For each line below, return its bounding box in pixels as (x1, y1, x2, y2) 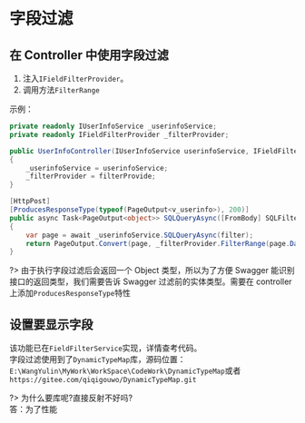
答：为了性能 (9, 404, 57, 415)
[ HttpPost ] (9, 197, 51, 206)
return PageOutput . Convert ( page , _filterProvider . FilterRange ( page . (25, 239, 290, 248)
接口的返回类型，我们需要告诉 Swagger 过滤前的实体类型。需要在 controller (9, 276, 292, 287)
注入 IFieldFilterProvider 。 (22, 74, 129, 84)
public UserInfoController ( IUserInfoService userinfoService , (9, 146, 250, 155)
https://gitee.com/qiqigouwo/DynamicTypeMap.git (9, 376, 197, 385)
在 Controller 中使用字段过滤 (9, 47, 170, 63)
